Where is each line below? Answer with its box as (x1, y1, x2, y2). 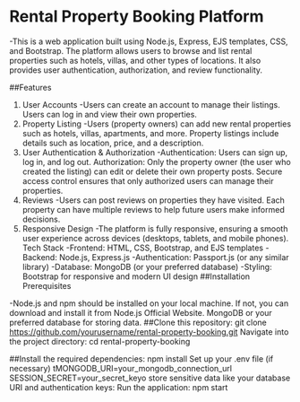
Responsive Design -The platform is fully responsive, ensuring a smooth (21, 223, 288, 234)
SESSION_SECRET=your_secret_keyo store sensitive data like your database (9, 372, 291, 383)
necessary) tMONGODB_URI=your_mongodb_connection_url (9, 363, 233, 373)
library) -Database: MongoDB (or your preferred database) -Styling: (21, 261, 272, 272)
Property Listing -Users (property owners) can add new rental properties (21, 118, 292, 129)
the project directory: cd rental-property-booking (9, 336, 191, 346)
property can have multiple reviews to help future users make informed (21, 204, 285, 214)
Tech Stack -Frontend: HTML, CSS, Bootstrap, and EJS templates (21, 242, 264, 253)
